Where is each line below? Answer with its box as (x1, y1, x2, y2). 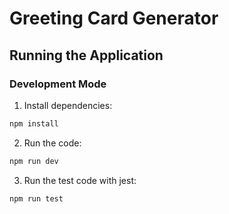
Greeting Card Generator (9, 7, 219, 30)
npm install (9, 118, 59, 129)
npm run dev (9, 156, 59, 166)
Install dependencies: (23, 99, 113, 111)
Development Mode (9, 77, 107, 91)
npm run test (9, 193, 64, 204)
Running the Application (9, 47, 164, 64)
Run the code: (23, 137, 82, 149)
